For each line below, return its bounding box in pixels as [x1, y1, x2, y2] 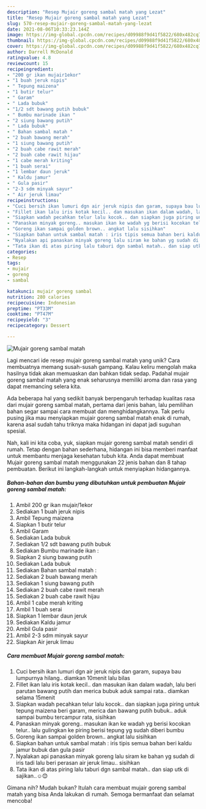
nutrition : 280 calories [7, 294, 70, 300]
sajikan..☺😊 [15, 772, 48, 780]
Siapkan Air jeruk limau [15, 638, 74, 645]
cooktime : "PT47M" [7, 311, 54, 317]
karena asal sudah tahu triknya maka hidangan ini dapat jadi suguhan [7, 420, 181, 428]
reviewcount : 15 [7, 60, 48, 66]
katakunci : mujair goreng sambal [7, 288, 92, 295]
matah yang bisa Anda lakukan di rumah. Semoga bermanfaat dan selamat [7, 790, 194, 798]
